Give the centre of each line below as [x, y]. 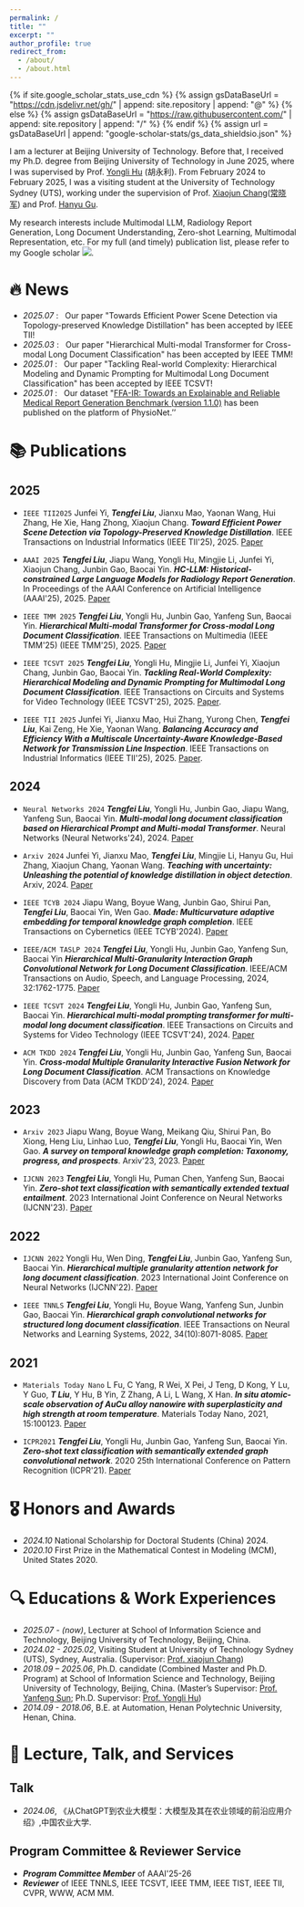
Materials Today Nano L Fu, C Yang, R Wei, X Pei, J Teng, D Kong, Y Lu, [156, 1385]
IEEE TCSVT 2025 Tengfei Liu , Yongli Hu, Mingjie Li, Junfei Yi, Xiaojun [151, 662]
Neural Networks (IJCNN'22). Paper [90, 1287]
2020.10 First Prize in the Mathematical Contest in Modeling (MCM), [150, 1550]
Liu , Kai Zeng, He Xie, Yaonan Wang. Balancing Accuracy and [141, 729]
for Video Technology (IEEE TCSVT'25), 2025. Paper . [122, 701]
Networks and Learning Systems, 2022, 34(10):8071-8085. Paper [145, 1334]
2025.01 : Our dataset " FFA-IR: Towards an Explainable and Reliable [151, 392]
